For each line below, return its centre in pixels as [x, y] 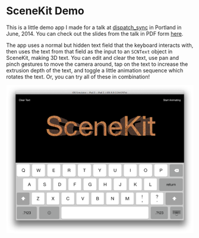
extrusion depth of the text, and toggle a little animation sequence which [95, 70]
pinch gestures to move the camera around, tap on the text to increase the [97, 64]
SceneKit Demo [45, 11]
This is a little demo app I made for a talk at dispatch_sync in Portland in [94, 27]
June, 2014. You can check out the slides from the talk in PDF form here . [95, 33]
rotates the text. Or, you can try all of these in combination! [78, 77]
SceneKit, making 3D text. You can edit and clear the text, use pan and [93, 58]
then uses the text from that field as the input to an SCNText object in [89, 51]
